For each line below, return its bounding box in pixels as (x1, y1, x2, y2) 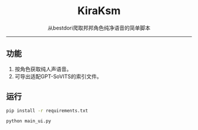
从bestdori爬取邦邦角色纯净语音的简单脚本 (47, 24, 151, 31)
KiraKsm (77, 4, 121, 18)
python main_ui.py (6, 118, 51, 124)
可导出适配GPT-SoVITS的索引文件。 (14, 72, 102, 80)
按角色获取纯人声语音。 (14, 65, 72, 72)
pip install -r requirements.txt (6, 108, 88, 114)
